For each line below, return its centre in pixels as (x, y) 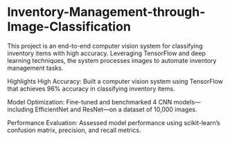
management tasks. (35, 68)
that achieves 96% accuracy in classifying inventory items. (91, 88)
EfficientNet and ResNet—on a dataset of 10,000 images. (116, 109)
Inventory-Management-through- (106, 12)
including (20, 109)
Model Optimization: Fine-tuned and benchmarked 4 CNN (90, 102)
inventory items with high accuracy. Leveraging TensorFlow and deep (106, 53)
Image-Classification (69, 27)
